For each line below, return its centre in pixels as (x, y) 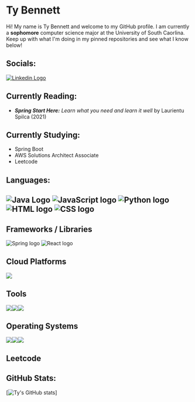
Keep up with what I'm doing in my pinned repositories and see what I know (97, 39)
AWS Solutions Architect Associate (57, 156)
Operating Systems (42, 326)
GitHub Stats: (31, 378)
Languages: (28, 180)
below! (14, 45)
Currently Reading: (42, 97)
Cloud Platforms (36, 262)
